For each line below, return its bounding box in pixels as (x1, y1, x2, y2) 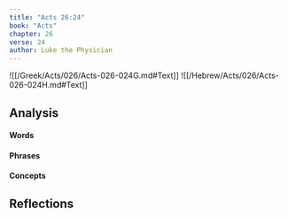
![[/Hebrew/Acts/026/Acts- (181, 70, 279, 81)
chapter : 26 (9, 29, 53, 38)
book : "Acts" (9, 21, 58, 30)
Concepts (9, 170, 46, 182)
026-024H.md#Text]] (9, 80, 89, 90)
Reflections (9, 196, 74, 211)
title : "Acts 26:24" (9, 12, 86, 22)
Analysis (9, 105, 59, 120)
